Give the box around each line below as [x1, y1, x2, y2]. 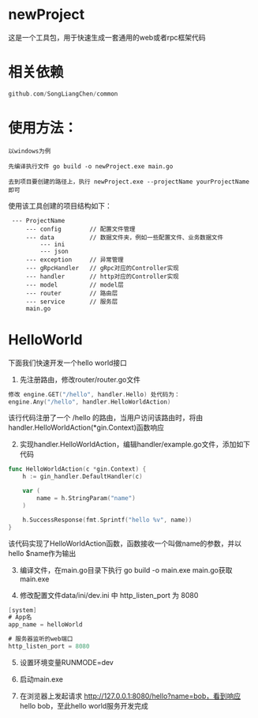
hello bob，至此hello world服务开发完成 [19, 701, 148, 710]
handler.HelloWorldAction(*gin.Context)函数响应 [8, 423, 164, 432]
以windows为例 [8, 147, 51, 155]
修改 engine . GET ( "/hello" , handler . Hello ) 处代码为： [8, 390, 181, 398]
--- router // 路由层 [25, 289, 118, 297]
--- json [39, 247, 69, 255]
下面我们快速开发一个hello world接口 [8, 358, 128, 367]
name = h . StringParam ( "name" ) [36, 494, 136, 502]
